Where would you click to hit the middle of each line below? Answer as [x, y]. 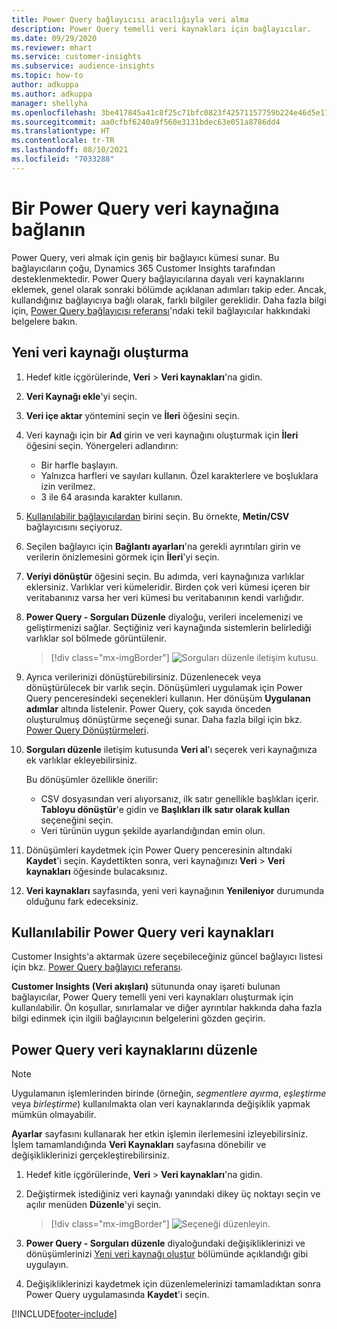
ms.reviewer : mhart [52, 47]
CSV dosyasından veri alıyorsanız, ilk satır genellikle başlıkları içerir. [179, 798]
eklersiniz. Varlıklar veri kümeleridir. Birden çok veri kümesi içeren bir [168, 587]
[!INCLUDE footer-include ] [64, 1314]
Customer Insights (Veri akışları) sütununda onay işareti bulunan [146, 987]
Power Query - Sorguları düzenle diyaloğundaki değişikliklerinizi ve [165, 1243]
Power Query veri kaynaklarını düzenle [134, 1049]
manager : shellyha [49, 103]
